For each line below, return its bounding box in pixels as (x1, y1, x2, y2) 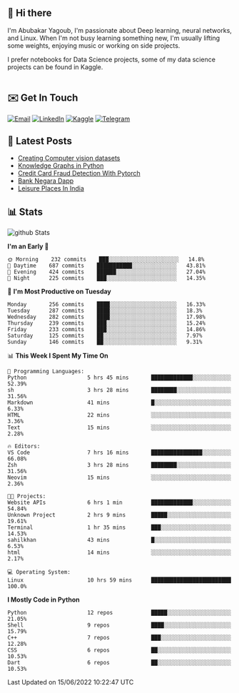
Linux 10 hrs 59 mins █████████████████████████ (7, 577, 232, 584)
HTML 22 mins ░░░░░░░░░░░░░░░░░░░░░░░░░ (7, 412, 232, 419)
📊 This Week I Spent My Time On (7, 351, 108, 360)
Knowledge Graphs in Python (17, 161, 104, 170)
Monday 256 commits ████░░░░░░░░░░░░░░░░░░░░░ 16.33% (7, 301, 205, 308)
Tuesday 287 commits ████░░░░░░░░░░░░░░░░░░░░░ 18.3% (7, 308, 203, 315)
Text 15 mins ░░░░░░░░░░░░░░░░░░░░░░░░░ (7, 424, 232, 432)
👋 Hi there (7, 7, 52, 19)
